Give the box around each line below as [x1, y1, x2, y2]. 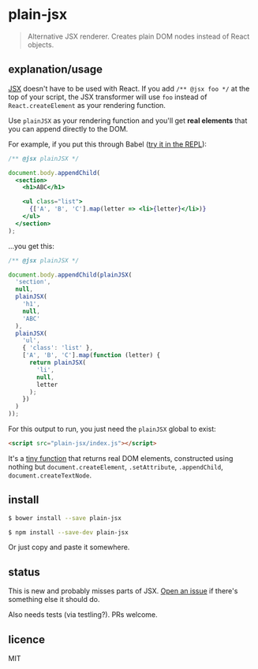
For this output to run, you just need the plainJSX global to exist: [8, 424, 217, 433]
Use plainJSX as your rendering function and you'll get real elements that [8, 116, 248, 125]
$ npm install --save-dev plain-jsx [8, 528, 129, 537]
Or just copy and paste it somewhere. [8, 542, 130, 552]
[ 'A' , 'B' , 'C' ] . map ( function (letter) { [22, 351, 160, 359]
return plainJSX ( [28, 359, 87, 366]
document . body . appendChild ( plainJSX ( [8, 270, 133, 279]
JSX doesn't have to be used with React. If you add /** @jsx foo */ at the [8, 84, 250, 93]
